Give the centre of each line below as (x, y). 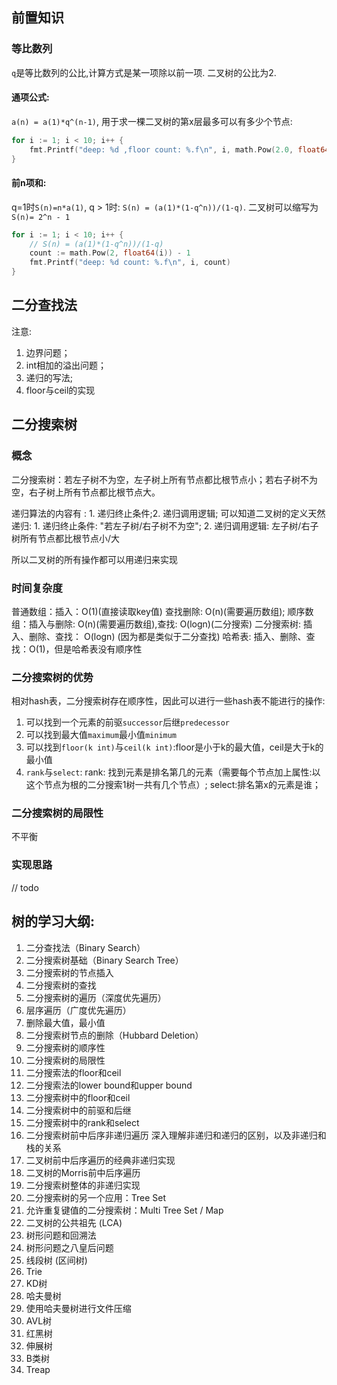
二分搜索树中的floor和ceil (78, 1097)
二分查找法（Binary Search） (85, 947)
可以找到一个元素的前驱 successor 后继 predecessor (127, 722)
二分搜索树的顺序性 (65, 1047)
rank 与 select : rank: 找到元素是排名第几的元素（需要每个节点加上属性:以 (173, 772)
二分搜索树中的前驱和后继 (78, 1110)
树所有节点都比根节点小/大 (66, 538)
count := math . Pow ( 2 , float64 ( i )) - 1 (110, 253)
